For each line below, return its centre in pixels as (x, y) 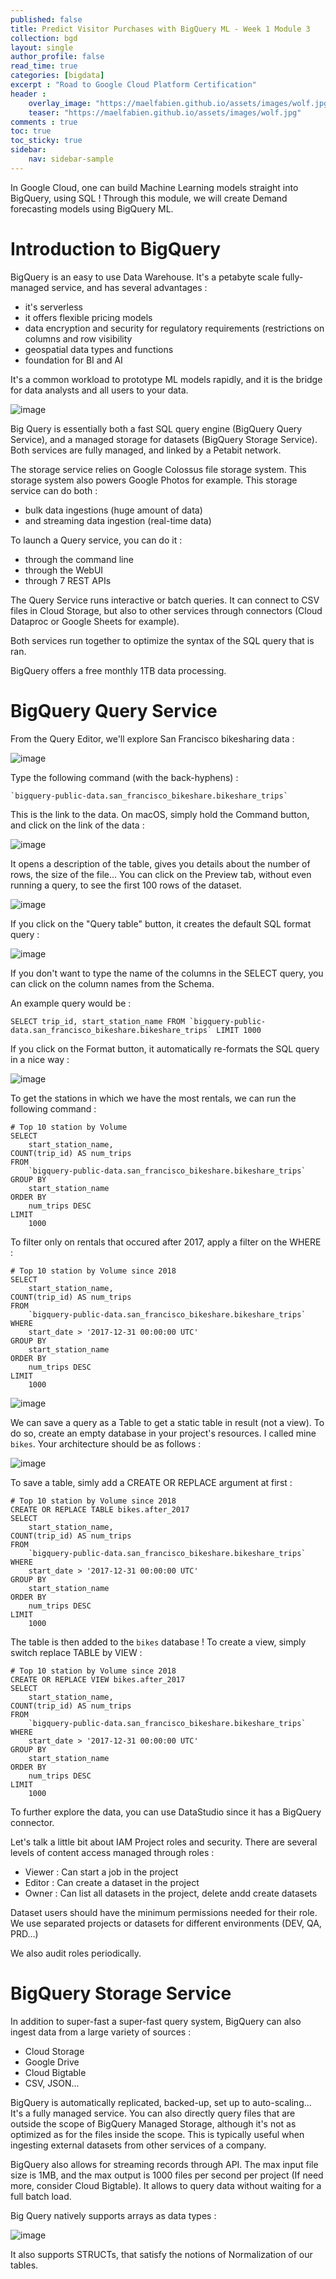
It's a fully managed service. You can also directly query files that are (153, 2113)
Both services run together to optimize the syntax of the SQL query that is (162, 640)
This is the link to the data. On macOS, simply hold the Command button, (160, 814)
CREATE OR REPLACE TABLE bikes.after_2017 (100, 1509)
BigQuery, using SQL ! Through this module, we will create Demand (149, 198)
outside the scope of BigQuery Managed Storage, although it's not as (153, 2123)
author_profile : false (57, 57)
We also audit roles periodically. (76, 1953)
